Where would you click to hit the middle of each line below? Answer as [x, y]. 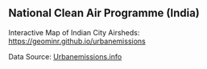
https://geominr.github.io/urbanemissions [77, 41]
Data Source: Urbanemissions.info [65, 56]
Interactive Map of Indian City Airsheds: [74, 32]
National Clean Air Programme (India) [104, 13]
